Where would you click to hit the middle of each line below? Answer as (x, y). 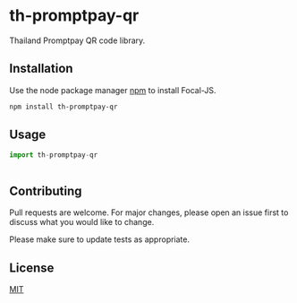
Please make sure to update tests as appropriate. (100, 239)
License (32, 268)
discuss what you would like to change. (82, 222)
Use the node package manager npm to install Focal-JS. (113, 90)
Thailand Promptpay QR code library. (77, 40)
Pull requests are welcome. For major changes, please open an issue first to (149, 212)
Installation (41, 69)
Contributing (46, 190)
